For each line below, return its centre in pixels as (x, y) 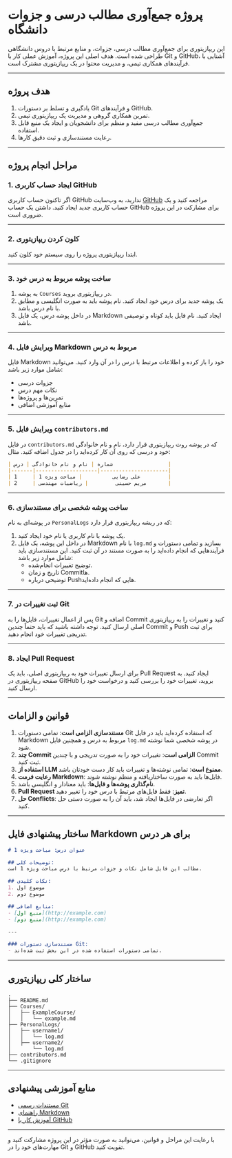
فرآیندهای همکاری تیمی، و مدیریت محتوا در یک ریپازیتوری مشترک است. (99, 63)
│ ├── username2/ (36, 1042)
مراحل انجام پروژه (43, 166)
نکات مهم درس (38, 390)
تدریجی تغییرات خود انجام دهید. (48, 634)
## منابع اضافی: (31, 906)
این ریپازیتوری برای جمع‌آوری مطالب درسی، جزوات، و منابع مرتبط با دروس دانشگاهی (116, 48)
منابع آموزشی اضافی (44, 405)
